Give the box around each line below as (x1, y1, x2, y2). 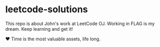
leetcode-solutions (5, 4, 88, 15)
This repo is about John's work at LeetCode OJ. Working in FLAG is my (5, 20, 155, 27)
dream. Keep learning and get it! (5, 26, 73, 32)
